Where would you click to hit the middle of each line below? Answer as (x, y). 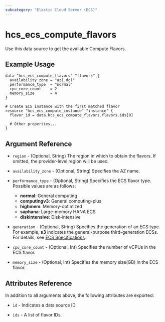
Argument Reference (39, 144)
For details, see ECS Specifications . (49, 237)
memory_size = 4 (33, 93)
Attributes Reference (39, 283)
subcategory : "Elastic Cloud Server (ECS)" (51, 10)
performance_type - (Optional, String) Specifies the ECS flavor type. (82, 181)
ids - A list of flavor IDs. (37, 315)
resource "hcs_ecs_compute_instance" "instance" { (59, 111)
